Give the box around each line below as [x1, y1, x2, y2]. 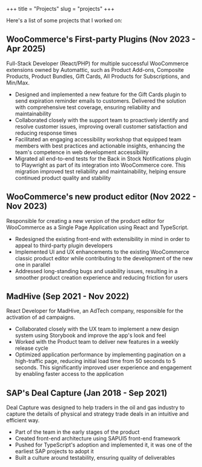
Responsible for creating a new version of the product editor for [6, 217, 165, 224]
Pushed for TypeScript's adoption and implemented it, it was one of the [14, 441, 192, 449]
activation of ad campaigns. [6, 314, 75, 321]
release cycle [14, 344, 48, 352]
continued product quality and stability [14, 174, 112, 181]
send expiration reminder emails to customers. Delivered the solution [14, 97, 186, 105]
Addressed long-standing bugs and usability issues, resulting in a [14, 267, 178, 274]
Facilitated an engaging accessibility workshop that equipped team [14, 135, 182, 143]
